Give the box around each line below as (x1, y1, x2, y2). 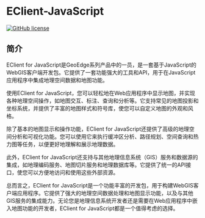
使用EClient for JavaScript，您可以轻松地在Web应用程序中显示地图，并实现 (6, 89, 195, 96)
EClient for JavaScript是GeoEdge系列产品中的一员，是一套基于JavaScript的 (6, 61, 196, 68)
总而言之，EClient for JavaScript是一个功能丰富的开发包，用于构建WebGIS (6, 181, 193, 189)
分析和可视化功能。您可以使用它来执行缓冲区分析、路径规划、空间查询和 (11, 133, 193, 140)
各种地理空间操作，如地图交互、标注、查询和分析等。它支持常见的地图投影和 (6, 96, 199, 104)
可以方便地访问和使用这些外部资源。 (27, 169, 119, 176)
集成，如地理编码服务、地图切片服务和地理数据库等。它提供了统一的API (6, 161, 186, 169)
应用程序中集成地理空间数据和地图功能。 (6, 76, 108, 84)
